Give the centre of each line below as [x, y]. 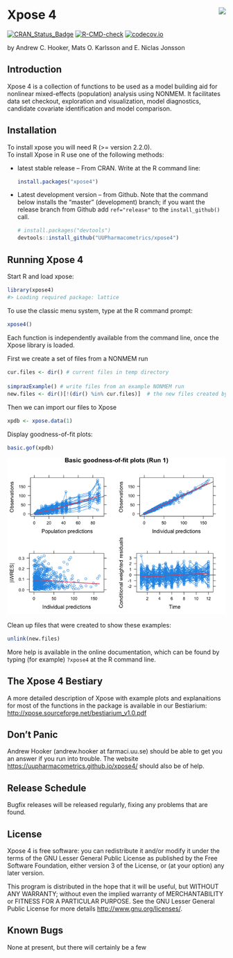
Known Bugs [35, 931]
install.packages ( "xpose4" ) [58, 182]
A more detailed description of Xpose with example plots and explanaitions [114, 698]
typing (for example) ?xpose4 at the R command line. [81, 659]
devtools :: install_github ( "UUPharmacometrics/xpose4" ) [98, 238]
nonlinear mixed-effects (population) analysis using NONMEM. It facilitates [114, 93]
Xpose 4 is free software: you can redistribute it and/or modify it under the [113, 851]
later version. [26, 873]
